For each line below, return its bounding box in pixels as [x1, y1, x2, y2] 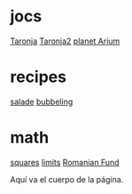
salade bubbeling [10, 96, 74, 107]
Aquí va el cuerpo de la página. [10, 174, 124, 184]
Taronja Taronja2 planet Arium [10, 36, 120, 46]
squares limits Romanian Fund [10, 157, 120, 167]
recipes [10, 67, 67, 87]
